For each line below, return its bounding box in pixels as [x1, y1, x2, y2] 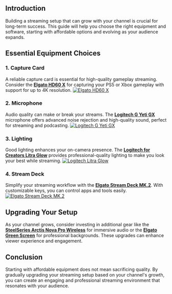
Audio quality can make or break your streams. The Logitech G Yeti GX [5, 111, 155, 117]
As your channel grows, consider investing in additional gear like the [5, 222, 149, 228]
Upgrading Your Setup [5, 208, 78, 217]
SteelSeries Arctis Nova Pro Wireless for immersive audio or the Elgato [5, 227, 158, 233]
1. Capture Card [5, 64, 45, 71]
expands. [5, 34, 25, 40]
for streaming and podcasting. [5, 122, 69, 128]
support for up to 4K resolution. [5, 87, 72, 93]
